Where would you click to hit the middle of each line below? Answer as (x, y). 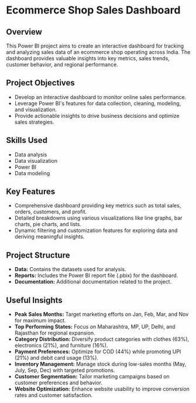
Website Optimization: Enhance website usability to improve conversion (102, 389)
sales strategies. (34, 122)
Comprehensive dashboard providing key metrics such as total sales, (98, 206)
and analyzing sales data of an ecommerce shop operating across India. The (98, 52)
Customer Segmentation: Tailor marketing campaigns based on (92, 377)
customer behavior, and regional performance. (62, 64)
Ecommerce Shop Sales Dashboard (93, 10)
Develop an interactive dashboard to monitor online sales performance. (100, 97)
